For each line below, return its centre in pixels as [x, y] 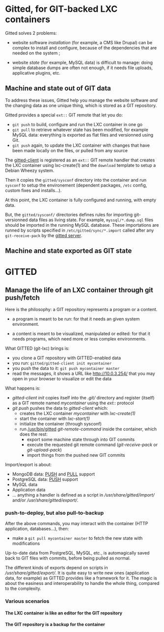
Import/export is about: [28, 465]
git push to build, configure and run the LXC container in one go [77, 124]
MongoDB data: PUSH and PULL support [53, 474]
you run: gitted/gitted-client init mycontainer [62, 363]
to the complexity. [23, 589]
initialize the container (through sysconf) [61, 424]
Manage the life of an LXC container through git [79, 290]
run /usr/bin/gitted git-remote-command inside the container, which [88, 429]
